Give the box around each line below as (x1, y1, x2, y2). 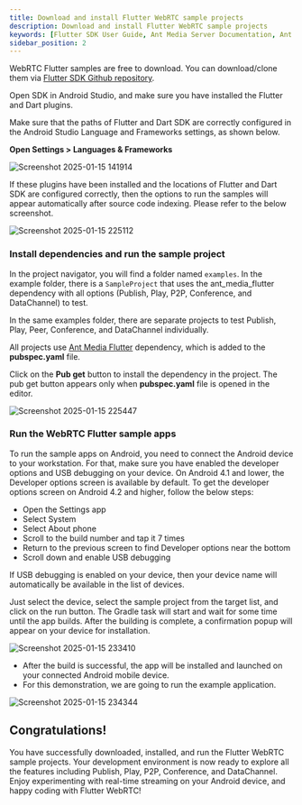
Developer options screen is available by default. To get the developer (9, 477, 270, 488)
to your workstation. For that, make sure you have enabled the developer (9, 457, 279, 469)
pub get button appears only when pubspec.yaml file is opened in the (9, 378, 270, 389)
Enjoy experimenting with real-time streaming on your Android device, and (9, 775, 286, 786)
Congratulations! (9, 723, 107, 738)
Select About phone (22, 523, 97, 534)
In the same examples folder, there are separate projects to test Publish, (9, 315, 277, 325)
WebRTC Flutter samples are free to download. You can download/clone (9, 63, 278, 74)
